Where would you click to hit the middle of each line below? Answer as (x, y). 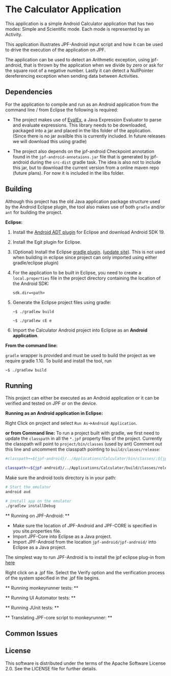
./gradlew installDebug (31, 506)
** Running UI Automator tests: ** (40, 598)
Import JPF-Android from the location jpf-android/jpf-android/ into (84, 542)
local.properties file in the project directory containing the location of (87, 278)
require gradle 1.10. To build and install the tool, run (59, 361)
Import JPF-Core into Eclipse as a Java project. (62, 536)
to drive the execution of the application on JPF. (55, 50)
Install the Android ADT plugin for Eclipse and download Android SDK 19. (89, 232)
